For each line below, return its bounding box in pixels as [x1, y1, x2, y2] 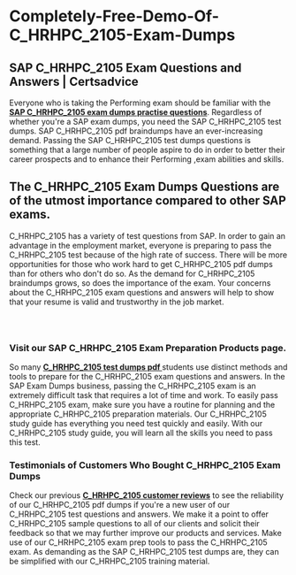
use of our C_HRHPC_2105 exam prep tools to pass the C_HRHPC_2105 [9, 537, 268, 548]
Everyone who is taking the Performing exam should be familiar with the [9, 97, 271, 108]
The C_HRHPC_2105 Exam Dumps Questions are [9, 180, 280, 195]
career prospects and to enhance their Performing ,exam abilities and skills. [9, 154, 285, 165]
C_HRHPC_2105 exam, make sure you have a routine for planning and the [9, 400, 276, 410]
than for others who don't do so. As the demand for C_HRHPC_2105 [9, 268, 255, 279]
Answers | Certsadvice [9, 73, 139, 89]
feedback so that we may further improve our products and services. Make [9, 528, 283, 539]
